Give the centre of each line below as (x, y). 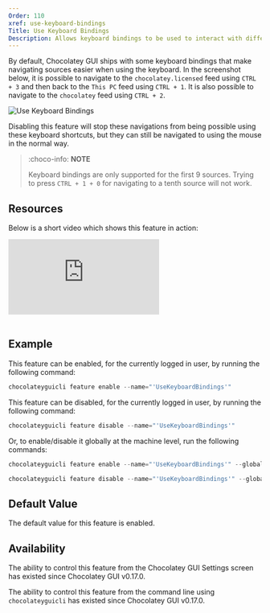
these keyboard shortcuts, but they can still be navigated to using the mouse (135, 135)
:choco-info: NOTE (59, 159)
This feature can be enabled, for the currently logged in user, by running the (134, 364)
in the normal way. (39, 144)
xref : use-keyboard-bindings (57, 23)
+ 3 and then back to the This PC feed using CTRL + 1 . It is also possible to (131, 87)
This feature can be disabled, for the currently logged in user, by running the (135, 402)
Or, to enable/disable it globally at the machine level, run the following (124, 441)
